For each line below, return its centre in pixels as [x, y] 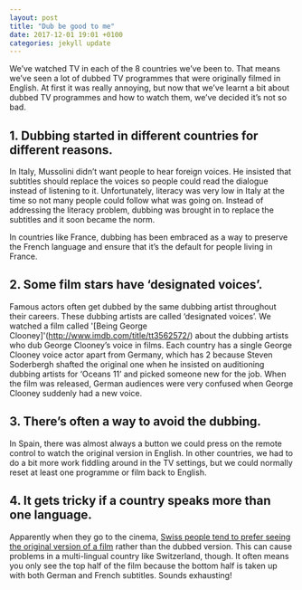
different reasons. [61, 150]
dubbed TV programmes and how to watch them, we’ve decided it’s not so [148, 98]
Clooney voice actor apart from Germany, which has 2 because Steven [141, 355]
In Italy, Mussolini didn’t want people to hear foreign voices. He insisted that [151, 172]
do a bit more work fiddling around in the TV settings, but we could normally [151, 462]
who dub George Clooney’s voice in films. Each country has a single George [151, 345]
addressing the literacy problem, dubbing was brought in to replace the [142, 210]
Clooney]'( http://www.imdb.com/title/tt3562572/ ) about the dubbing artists [149, 335]
